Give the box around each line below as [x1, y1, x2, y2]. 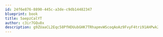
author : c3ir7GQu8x [5, 20, 45, 25]
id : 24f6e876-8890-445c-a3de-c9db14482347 [5, 7, 92, 12]
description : [5, 25, 32, 30]
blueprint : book [5, 12, 38, 16]
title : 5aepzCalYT [5, 16, 42, 21]
